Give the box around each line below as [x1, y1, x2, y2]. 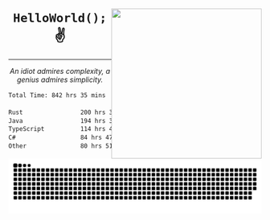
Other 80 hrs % [8, 142, 264, 150]
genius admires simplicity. [16, 75, 104, 84]
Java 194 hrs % [8, 116, 264, 124]
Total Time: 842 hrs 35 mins [8, 91, 106, 100]
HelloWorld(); [13, 10, 107, 26]
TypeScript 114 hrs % [8, 125, 264, 133]
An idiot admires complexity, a [9, 66, 111, 75]
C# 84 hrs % [8, 133, 264, 142]
